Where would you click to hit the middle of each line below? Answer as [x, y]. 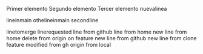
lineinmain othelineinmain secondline [52, 20]
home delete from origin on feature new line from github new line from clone [101, 38]
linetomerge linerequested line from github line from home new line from [97, 32]
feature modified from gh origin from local [58, 45]
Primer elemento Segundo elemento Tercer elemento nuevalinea [87, 9]
